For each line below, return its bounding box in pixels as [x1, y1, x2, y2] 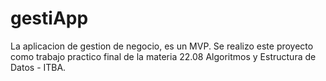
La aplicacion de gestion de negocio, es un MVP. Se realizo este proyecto [10, 40, 314, 52]
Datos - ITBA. [10, 61, 67, 73]
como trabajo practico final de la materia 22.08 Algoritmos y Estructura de [10, 50, 317, 62]
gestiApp [10, 7, 89, 30]
